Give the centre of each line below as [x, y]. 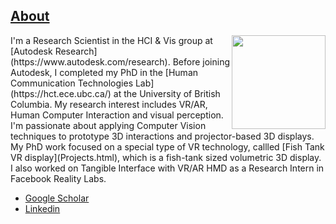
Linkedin [42, 208]
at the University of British [167, 93]
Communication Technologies [72, 83]
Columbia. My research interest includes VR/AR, [109, 104]
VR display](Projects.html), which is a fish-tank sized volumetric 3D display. [166, 157]
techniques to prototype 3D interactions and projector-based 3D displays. [162, 136]
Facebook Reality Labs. [58, 178]
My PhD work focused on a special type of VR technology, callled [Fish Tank [167, 146]
